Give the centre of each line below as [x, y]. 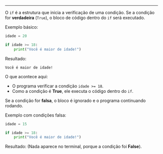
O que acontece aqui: [26, 76]
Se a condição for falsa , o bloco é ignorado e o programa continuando [75, 101]
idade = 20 [16, 36]
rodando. [14, 105]
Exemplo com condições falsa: [36, 115]
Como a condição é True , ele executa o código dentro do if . [73, 91]
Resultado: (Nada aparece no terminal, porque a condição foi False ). [73, 147]
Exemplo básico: [22, 27]
